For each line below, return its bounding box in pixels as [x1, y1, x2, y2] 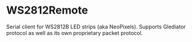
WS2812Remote [6, 4, 88, 17]
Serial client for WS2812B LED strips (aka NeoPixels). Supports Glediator [6, 23, 186, 30]
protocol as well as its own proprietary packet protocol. [6, 29, 143, 36]
